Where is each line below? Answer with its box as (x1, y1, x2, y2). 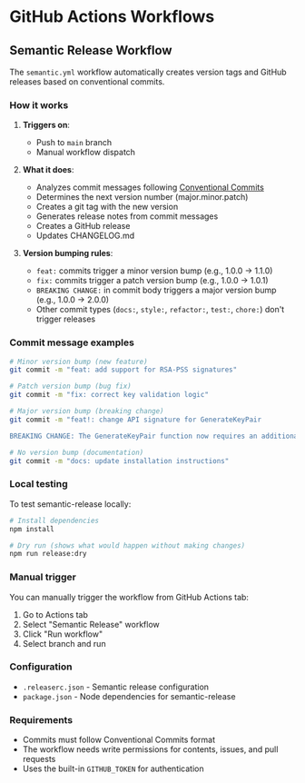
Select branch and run (22, 638, 106, 649)
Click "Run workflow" (22, 629, 103, 639)
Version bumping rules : (22, 248, 113, 259)
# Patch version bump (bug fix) (9, 382, 132, 391)
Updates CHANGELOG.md (35, 230, 135, 242)
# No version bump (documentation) (9, 448, 144, 457)
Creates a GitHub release (35, 221, 131, 232)
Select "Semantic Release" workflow (22, 619, 161, 629)
